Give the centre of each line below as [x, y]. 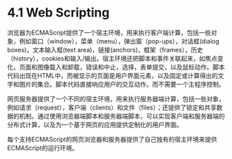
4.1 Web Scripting [58, 13]
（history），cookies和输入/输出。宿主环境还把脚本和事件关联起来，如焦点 [112, 58]
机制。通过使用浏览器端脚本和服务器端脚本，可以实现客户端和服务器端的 [122, 116]
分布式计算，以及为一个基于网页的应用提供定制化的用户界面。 [95, 125]
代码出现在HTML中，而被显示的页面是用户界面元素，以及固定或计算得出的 [113, 75]
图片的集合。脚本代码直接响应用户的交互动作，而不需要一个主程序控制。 [122, 84]
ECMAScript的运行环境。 [42, 148]
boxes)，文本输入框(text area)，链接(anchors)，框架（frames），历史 [105, 50]
